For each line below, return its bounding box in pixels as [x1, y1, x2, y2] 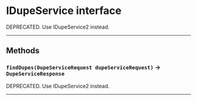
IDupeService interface [6, 4, 122, 18]
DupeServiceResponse [6, 71, 65, 77]
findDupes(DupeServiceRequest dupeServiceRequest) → [6, 63, 161, 71]
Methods [6, 46, 40, 56]
